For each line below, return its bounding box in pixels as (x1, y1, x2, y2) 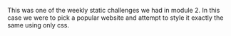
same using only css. (7, 21, 70, 29)
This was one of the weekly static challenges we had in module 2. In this (7, 6, 220, 14)
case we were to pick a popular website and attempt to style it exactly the (7, 13, 224, 22)
